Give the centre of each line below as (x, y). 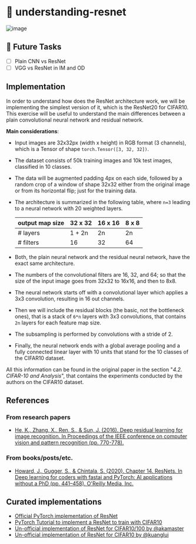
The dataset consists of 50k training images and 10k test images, (93, 160)
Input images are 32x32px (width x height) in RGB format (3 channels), (100, 142)
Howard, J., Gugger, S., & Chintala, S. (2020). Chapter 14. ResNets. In (98, 471)
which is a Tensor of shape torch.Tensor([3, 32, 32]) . (82, 149)
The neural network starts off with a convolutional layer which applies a (101, 292)
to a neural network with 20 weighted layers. (69, 208)
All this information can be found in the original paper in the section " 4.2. (94, 369)
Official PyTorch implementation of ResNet (66, 516)
